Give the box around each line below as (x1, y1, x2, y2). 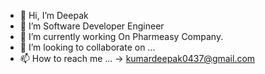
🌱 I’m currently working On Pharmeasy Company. (19, 31, 224, 42)
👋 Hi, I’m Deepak (19, 10, 89, 21)
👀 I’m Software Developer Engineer (19, 20, 165, 32)
